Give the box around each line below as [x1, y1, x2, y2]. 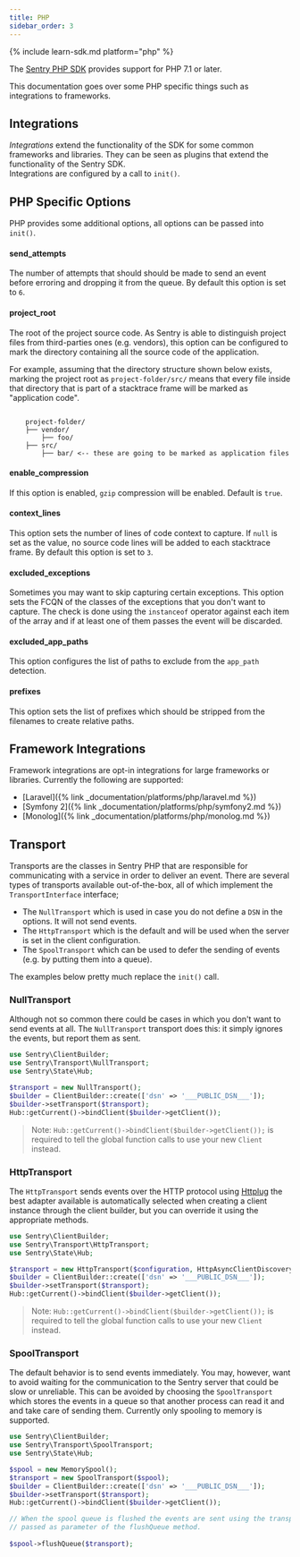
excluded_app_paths [9, 636, 89, 647]
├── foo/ [41, 433, 74, 442]
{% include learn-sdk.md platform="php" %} [9, 46, 174, 56]
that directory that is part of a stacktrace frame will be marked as [9, 382, 248, 394]
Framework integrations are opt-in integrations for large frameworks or [9, 765, 270, 776]
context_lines [9, 507, 61, 519]
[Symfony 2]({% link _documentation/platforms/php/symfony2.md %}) [21, 802, 282, 813]
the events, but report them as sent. [9, 1033, 141, 1043]
